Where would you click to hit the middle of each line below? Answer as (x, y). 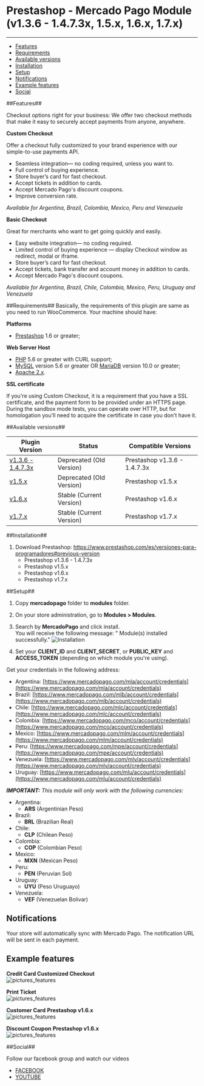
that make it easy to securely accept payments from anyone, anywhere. (96, 121)
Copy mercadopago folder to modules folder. (73, 603)
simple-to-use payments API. (43, 151)
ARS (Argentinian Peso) (54, 809)
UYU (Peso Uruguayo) (52, 886)
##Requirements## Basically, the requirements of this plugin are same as (98, 305)
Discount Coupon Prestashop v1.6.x (53, 1028)
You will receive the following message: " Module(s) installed (91, 633)
